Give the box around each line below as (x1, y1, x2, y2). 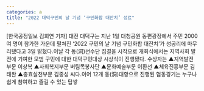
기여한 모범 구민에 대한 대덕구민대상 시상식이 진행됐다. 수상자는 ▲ (17, 55, 175, 62)
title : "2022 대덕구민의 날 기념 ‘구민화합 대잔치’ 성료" (6, 15, 135, 21)
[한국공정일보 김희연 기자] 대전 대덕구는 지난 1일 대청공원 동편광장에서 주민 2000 (6, 32, 198, 40)
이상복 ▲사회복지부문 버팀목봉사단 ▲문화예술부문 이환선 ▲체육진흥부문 (17, 62, 189, 70)
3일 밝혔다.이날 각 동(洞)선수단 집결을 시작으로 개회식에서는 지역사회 (27, 47, 190, 55)
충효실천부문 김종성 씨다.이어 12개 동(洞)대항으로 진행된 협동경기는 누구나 (23, 70, 197, 78)
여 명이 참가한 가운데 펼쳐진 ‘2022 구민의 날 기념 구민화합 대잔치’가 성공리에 (6, 40, 186, 47)
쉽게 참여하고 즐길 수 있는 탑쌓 (6, 78, 78, 86)
